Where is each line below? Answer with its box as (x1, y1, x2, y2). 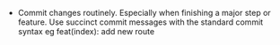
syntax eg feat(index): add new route (17, 26, 155, 36)
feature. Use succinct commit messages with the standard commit (17, 17, 264, 27)
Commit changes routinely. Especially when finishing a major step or (17, 8, 271, 18)
